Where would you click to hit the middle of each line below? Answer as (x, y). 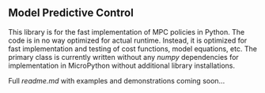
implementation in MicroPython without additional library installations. (122, 65)
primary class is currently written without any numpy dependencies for (123, 57)
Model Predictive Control (71, 13)
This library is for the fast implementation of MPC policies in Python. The (127, 32)
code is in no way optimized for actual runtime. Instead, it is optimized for (128, 40)
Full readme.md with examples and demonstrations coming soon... (117, 80)
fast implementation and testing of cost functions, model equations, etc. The (132, 48)
